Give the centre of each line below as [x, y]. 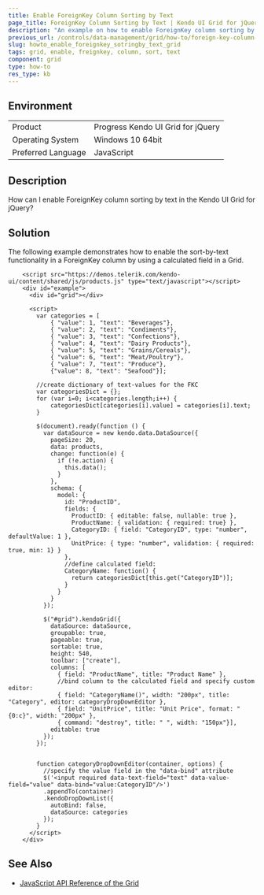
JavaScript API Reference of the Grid [79, 882]
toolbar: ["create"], [86, 661]
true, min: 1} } [35, 551]
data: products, [77, 447]
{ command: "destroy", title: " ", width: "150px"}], [147, 723]
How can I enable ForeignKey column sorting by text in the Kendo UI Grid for [132, 200]
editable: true [75, 730]
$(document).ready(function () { [91, 426]
